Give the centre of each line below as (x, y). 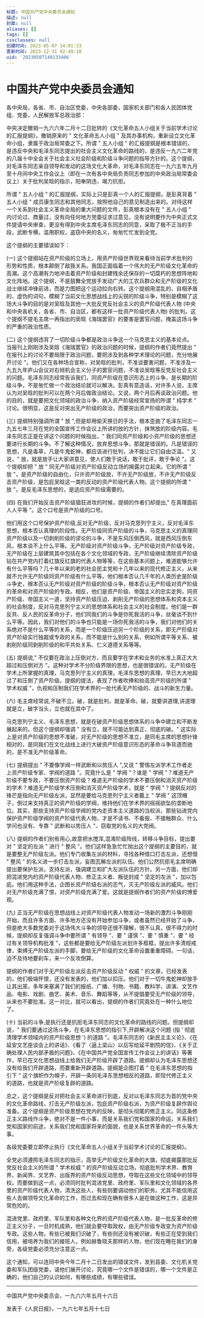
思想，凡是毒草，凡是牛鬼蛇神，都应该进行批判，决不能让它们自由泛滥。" (98, 451)
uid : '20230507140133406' (39, 57)
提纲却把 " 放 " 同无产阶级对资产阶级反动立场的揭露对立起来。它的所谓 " (101, 466)
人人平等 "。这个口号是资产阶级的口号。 (56, 510)
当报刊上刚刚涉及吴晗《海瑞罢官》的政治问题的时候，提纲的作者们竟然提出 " (101, 347)
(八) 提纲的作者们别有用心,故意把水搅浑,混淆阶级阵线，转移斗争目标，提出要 (101, 838)
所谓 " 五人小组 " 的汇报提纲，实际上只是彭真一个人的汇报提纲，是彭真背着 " (102, 194)
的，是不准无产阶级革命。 (38, 752)
